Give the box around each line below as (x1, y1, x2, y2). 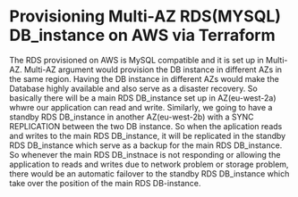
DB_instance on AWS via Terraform (9, 25, 276, 45)
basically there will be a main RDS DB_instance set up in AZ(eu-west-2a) (9, 92, 277, 103)
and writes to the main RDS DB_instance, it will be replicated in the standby (9, 130, 286, 141)
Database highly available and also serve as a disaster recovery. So (9, 83, 258, 94)
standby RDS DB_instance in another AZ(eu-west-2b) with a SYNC (9, 111, 254, 122)
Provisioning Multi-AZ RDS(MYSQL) (9, 6, 282, 27)
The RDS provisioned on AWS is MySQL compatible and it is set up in (9, 54, 264, 65)
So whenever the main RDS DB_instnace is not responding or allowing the (9, 149, 281, 160)
